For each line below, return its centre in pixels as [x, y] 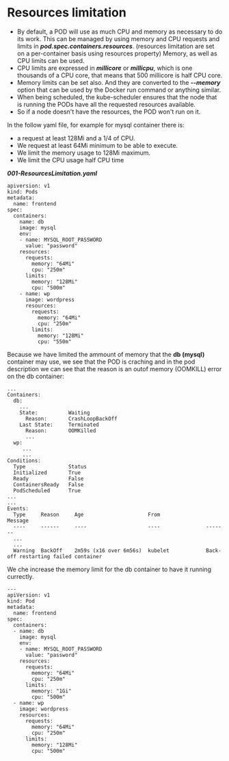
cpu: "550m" [54, 341]
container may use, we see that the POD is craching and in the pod [101, 362]
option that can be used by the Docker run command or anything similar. [119, 90]
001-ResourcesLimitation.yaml [52, 173]
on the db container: [36, 376]
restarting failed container [61, 556]
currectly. [21, 576]
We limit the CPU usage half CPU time [70, 160]
